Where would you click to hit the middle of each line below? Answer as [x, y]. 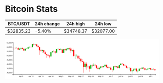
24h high [76, 24]
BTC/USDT [19, 24]
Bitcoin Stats [31, 9]
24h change [47, 24]
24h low [103, 24]
